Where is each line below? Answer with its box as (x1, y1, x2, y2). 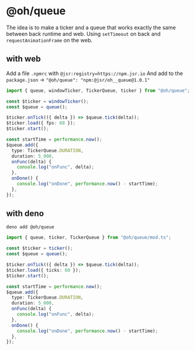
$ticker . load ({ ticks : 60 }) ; (6, 267, 81, 273)
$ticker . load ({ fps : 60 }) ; (6, 120, 76, 126)
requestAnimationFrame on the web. (6, 36, 93, 44)
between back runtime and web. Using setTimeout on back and (6, 30, 161, 37)
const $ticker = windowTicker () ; (6, 98, 89, 104)
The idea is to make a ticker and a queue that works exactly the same (6, 24, 177, 31)
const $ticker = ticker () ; (6, 246, 73, 252)
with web (6, 54, 41, 64)
